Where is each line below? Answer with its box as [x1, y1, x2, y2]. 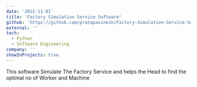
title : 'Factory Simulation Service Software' [6, 14, 122, 20]
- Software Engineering [11, 41, 69, 47]
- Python [11, 36, 33, 41]
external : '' [6, 25, 38, 31]
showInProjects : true [6, 52, 59, 58]
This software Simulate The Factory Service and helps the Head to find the [6, 68, 186, 75]
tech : [6, 30, 19, 36]
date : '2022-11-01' [6, 8, 54, 15]
